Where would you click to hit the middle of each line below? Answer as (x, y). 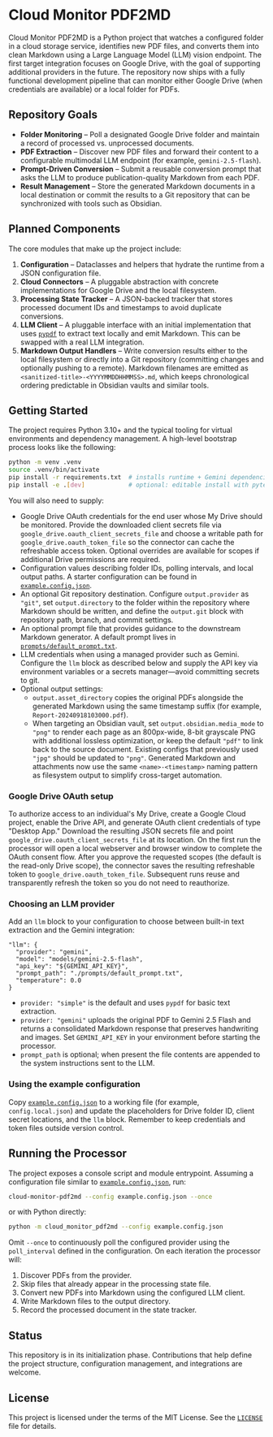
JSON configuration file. (61, 273)
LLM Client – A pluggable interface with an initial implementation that (136, 325)
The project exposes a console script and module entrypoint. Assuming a (131, 1173)
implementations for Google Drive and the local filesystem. (118, 290)
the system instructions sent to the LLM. (87, 1063)
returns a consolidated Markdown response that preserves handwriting (139, 1028)
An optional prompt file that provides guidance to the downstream (130, 628)
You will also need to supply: (56, 500)
